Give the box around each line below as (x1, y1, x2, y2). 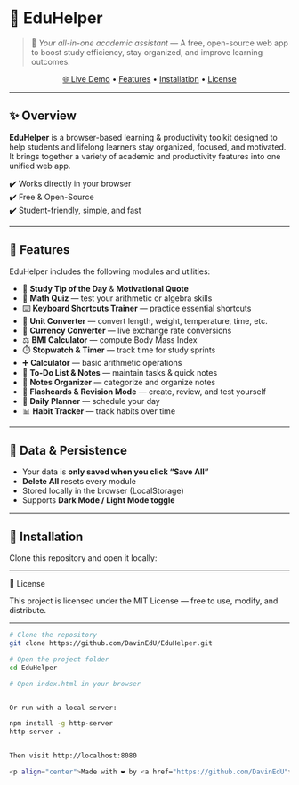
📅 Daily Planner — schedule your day (21, 395, 160, 406)
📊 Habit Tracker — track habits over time (21, 405, 176, 417)
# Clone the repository (9, 631, 98, 640)
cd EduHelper (9, 663, 58, 672)
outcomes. (30, 56, 71, 67)
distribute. (9, 605, 47, 616)
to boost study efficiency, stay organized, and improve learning (30, 46, 263, 57)
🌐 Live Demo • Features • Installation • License (61, 73, 238, 84)
